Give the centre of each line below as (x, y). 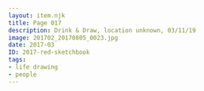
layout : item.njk (37, 15)
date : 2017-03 (32, 45)
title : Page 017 (35, 23)
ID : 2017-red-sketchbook (49, 52)
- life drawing (33, 67)
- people (23, 74)
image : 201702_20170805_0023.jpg (63, 38)
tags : (17, 60)
